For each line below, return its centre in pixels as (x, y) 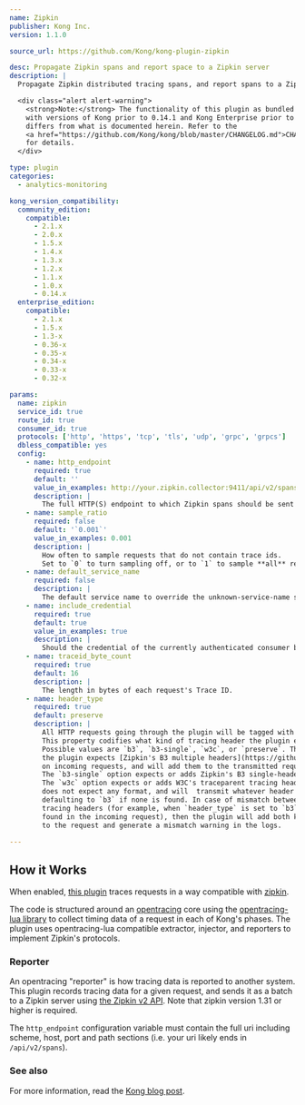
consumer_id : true (53, 429)
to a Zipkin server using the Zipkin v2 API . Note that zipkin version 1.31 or (146, 1001)
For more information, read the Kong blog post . (97, 1090)
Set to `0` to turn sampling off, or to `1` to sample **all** (164, 564)
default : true (60, 623)
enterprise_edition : (56, 302)
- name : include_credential (79, 606)
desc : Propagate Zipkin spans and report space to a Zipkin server (140, 68)
